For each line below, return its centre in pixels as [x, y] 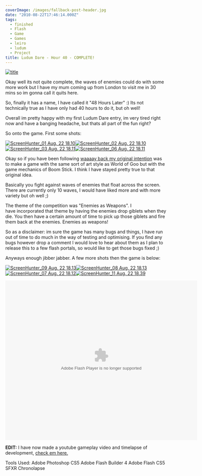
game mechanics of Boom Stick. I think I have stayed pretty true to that [80, 170]
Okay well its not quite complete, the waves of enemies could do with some [85, 82]
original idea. [19, 175]
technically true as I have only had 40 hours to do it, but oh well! [73, 108]
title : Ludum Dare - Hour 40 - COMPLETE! [50, 58]
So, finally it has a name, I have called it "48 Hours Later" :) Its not [75, 103]
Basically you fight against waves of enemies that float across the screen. [83, 185]
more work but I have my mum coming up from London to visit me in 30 [81, 87]
